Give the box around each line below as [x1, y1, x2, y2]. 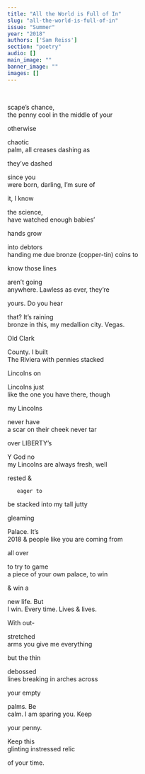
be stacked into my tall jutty [7, 500, 88, 508]
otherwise [7, 124, 37, 132]
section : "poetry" [7, 43, 62, 50]
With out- [7, 618, 35, 627]
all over [7, 548, 29, 557]
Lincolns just [7, 382, 45, 391]
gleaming [7, 513, 35, 522]
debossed [7, 667, 37, 676]
